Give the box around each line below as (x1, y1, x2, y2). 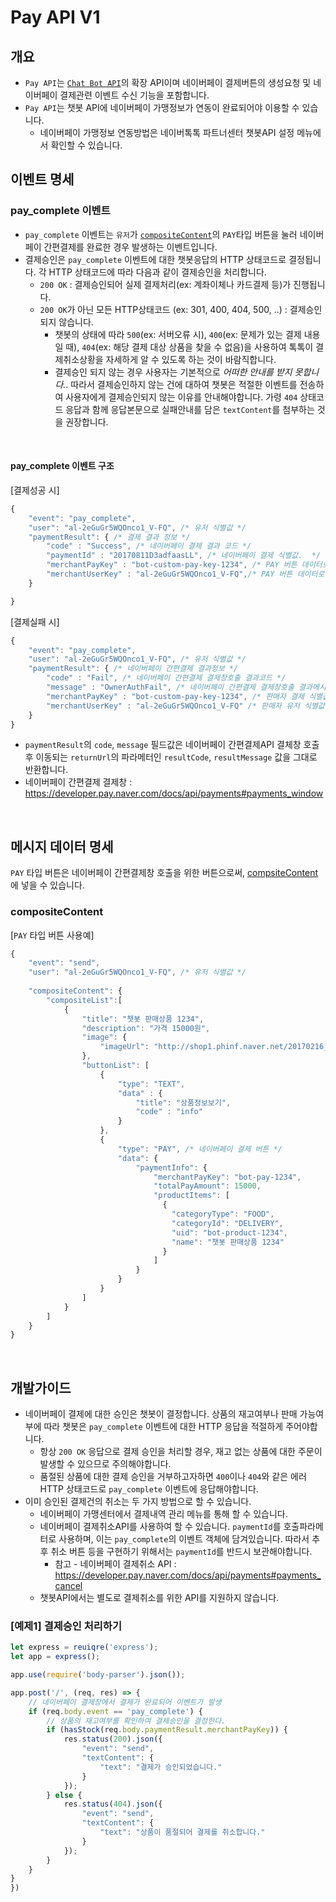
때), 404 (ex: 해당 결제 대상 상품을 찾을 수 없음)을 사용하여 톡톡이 (65, 341, 314, 353)
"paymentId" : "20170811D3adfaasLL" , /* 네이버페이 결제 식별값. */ (46, 551, 322, 561)
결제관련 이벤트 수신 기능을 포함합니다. (59, 89, 210, 101)
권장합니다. (65, 416, 109, 428)
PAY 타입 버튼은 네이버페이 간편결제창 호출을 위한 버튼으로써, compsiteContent (10, 867, 318, 879)
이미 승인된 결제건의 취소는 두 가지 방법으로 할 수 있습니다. (24, 1496, 252, 1508)
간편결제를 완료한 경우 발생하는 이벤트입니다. (43, 241, 218, 253)
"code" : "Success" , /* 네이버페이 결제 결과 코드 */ (46, 541, 252, 551)
